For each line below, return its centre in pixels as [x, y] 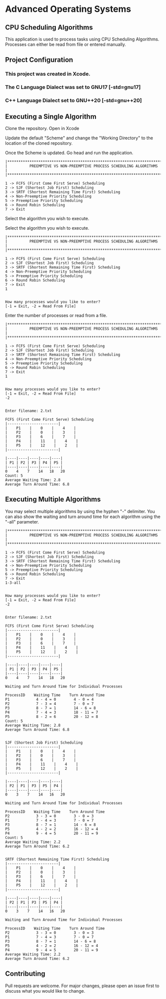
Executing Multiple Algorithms [53, 499]
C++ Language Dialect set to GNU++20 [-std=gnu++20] [74, 101]
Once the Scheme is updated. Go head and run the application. [69, 153]
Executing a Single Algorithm [51, 116]
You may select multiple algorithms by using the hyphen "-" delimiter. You [80, 511]
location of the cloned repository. [39, 143]
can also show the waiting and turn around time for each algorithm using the [83, 517]
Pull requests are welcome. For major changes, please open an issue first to [82, 986]
